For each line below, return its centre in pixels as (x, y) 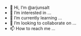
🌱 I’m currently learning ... (36, 18)
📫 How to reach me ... (32, 28)
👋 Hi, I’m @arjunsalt (30, 8)
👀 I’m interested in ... (30, 13)
